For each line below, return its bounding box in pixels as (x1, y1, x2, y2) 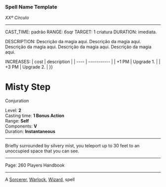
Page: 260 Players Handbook (5, 162, 65, 168)
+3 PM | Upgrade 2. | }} (5, 64, 53, 70)
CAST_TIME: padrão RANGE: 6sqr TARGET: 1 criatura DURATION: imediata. (5, 29, 157, 35)
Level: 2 (5, 108, 21, 114)
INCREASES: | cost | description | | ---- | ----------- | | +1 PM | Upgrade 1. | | (5, 59, 161, 65)
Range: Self (5, 118, 29, 124)
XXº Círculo (5, 15, 29, 21)
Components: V (5, 123, 37, 129)
